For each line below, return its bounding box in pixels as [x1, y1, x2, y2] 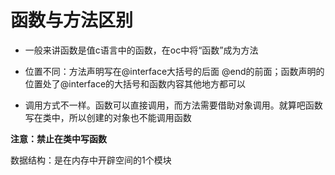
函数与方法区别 [10, 9, 134, 32]
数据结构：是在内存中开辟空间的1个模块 [10, 154, 172, 166]
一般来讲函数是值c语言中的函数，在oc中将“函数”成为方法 [24, 44, 259, 56]
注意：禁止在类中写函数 [10, 132, 107, 145]
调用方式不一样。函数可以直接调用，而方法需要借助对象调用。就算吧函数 [24, 99, 323, 111]
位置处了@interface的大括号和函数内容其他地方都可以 [24, 77, 247, 90]
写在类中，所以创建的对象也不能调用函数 [24, 111, 192, 123]
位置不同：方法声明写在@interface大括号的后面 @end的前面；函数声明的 [24, 65, 325, 77]
